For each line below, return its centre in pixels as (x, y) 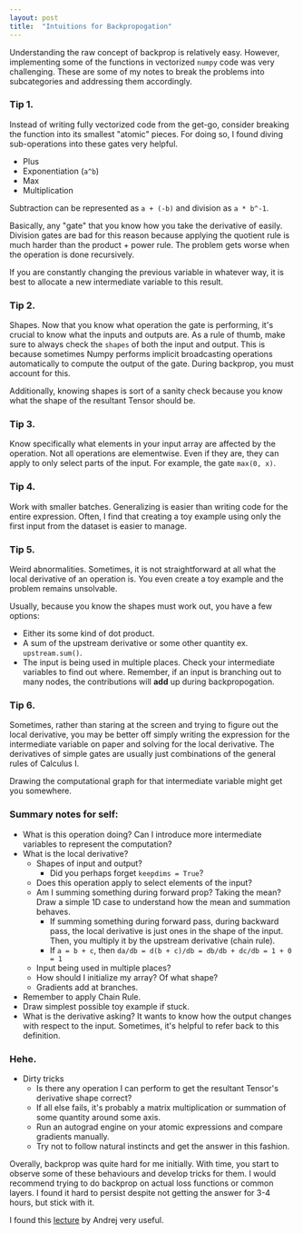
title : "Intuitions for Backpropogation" (91, 26)
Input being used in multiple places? (103, 968)
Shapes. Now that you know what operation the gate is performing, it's (142, 325)
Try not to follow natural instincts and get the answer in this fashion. (163, 1146)
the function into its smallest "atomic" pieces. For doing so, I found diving (147, 134)
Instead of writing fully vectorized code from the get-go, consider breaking (150, 124)
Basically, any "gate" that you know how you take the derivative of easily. (146, 225)
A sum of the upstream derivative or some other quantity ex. (135, 642)
